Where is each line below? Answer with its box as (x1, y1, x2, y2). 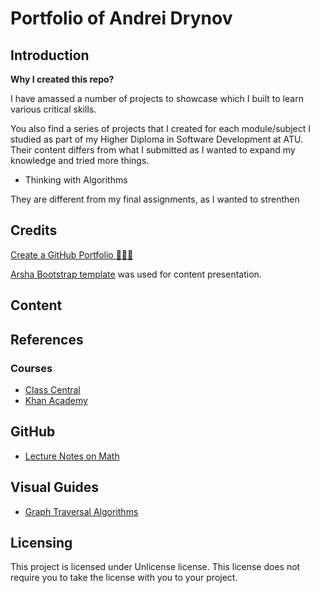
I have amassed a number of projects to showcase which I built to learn (10, 93, 304, 104)
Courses (10, 361, 53, 375)
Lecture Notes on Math (24, 450, 120, 462)
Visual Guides (10, 479, 100, 496)
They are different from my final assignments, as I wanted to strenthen (10, 193, 300, 205)
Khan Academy (24, 394, 88, 406)
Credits (10, 222, 58, 239)
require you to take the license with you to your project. (10, 572, 238, 584)
